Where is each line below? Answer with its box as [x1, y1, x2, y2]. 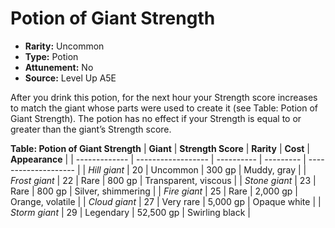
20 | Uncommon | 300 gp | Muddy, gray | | [131, 163, 307, 176]
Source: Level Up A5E [24, 72, 117, 84]
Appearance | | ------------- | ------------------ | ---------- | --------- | [10, 153, 307, 165]
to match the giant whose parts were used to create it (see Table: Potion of [10, 102, 318, 114]
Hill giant [88, 163, 125, 176]
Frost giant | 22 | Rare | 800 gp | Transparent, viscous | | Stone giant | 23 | [10, 174, 317, 186]
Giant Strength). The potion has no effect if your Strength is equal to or [10, 112, 302, 124]
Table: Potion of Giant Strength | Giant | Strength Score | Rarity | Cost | [10, 142, 311, 154]
